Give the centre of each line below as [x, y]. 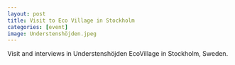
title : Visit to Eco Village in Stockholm [71, 20]
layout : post [27, 14]
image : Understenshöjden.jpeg [52, 34]
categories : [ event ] [38, 27]
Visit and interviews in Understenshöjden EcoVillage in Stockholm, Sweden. [118, 54]
